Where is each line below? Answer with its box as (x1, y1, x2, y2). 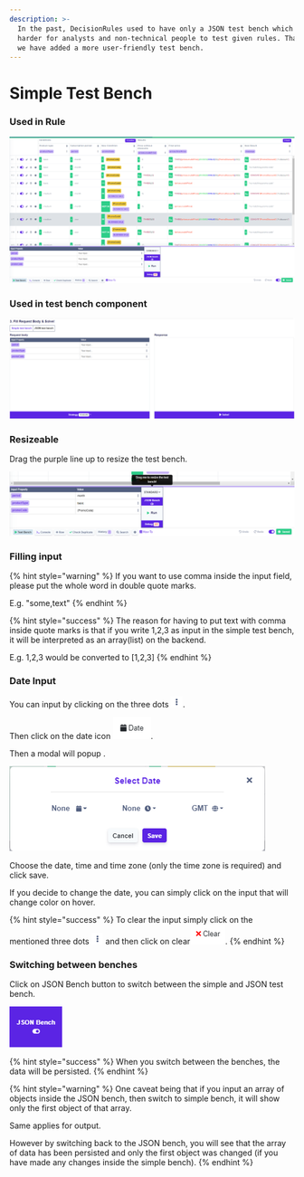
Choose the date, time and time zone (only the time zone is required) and (9, 859, 282, 870)
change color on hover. (9, 897, 96, 907)
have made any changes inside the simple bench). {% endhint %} (9, 1156, 254, 1167)
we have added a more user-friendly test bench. (17, 43, 204, 52)
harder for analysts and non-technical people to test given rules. (17, 33, 281, 43)
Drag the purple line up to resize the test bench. (9, 453, 188, 464)
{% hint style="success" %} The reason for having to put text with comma (9, 615, 287, 626)
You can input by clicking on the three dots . (9, 698, 185, 709)
